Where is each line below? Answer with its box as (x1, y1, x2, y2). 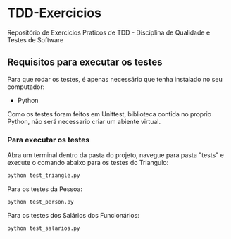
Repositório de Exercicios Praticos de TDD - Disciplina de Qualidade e (7, 28, 211, 37)
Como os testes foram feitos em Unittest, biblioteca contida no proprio (7, 109, 212, 118)
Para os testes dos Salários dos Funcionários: (7, 211, 139, 219)
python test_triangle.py (7, 172, 80, 179)
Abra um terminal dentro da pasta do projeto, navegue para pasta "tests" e (7, 151, 224, 159)
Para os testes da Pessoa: (7, 185, 83, 193)
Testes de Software (7, 35, 64, 44)
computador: (7, 82, 45, 91)
